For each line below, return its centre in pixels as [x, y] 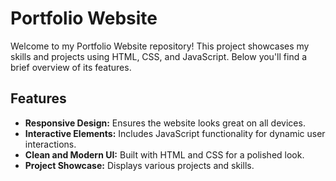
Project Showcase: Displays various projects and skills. [139, 165]
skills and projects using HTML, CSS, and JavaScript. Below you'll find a [159, 56]
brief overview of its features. [71, 67]
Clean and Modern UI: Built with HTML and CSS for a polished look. [164, 154]
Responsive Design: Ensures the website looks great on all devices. [165, 123]
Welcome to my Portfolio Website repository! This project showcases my [160, 46]
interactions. [50, 144]
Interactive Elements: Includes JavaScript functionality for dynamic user [175, 133]
